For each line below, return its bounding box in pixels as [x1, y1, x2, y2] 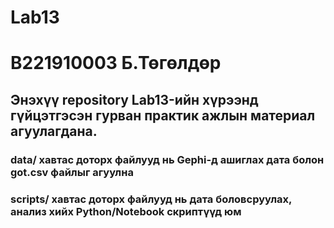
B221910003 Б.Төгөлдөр [10, 52, 222, 75]
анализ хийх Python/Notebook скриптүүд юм [10, 204, 242, 218]
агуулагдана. [10, 122, 98, 140]
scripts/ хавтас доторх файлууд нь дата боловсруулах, [10, 192, 292, 206]
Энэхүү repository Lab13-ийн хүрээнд [10, 91, 259, 108]
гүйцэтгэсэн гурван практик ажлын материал [10, 107, 316, 124]
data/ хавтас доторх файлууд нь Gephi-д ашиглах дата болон [10, 152, 325, 166]
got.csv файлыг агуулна [10, 165, 134, 179]
